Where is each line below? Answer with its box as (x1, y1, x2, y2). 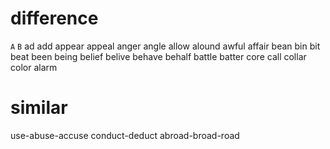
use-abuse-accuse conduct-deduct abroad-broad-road (10, 129, 240, 141)
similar (10, 97, 68, 119)
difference (10, 7, 99, 30)
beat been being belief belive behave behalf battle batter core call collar (10, 50, 307, 62)
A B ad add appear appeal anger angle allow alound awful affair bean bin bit (10, 40, 321, 52)
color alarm (10, 61, 58, 73)
